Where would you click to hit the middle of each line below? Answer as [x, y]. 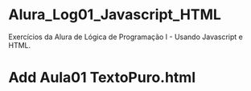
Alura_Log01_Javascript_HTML [115, 15]
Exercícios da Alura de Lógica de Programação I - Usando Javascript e [125, 37]
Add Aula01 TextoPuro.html [102, 78]
